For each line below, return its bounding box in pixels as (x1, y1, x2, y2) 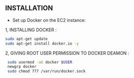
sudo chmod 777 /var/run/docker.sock (7, 69, 86, 74)
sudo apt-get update (5, 36, 48, 41)
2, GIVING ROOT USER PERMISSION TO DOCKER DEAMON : (5, 50, 130, 56)
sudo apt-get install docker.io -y (5, 41, 79, 46)
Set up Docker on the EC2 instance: (12, 17, 86, 23)
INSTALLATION (5, 4, 53, 12)
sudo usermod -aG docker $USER (7, 60, 72, 65)
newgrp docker (7, 64, 37, 69)
